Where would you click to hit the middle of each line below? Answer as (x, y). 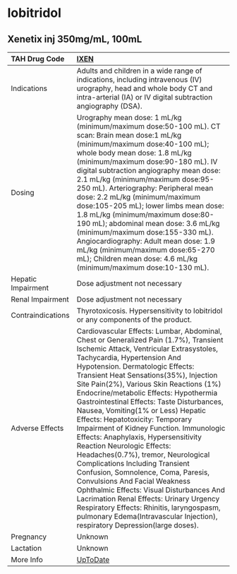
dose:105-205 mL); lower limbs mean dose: (150, 206)
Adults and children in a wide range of (139, 71)
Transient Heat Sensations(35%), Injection (147, 375)
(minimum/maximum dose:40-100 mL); (143, 144)
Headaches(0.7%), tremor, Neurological (143, 455)
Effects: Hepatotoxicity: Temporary (134, 419)
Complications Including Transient (133, 464)
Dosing (23, 192)
